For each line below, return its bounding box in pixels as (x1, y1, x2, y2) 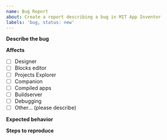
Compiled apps (14, 84, 52, 91)
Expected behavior (6, 116, 53, 123)
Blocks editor (14, 65, 47, 72)
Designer (14, 58, 37, 65)
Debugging (14, 97, 42, 104)
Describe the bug (6, 36, 49, 43)
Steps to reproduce (6, 127, 54, 134)
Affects (6, 47, 25, 54)
